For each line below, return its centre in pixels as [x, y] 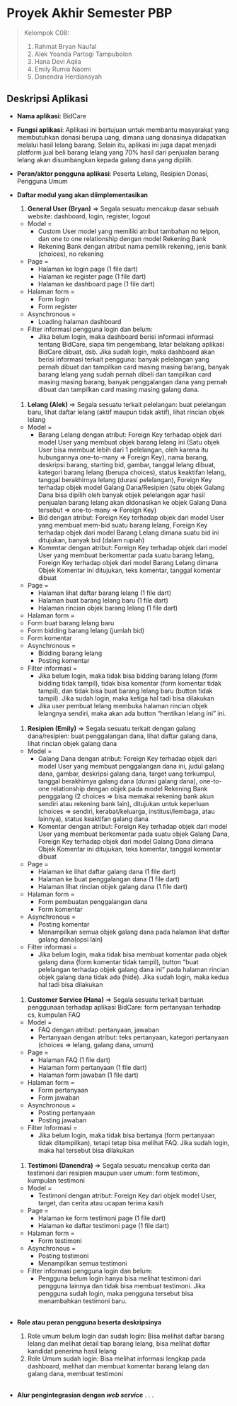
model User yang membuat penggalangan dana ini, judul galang [131, 766]
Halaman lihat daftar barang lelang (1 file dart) [105, 593]
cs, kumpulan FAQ [54, 1015]
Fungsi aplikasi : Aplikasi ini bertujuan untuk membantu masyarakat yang [123, 130]
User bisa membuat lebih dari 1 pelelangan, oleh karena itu [123, 450]
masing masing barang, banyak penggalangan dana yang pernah [133, 381]
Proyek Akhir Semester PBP [89, 13]
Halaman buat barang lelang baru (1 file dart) [103, 600]
